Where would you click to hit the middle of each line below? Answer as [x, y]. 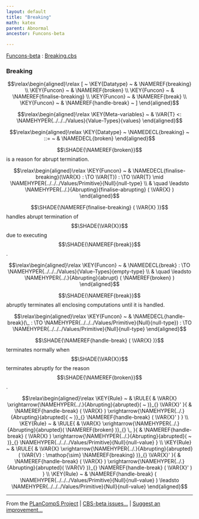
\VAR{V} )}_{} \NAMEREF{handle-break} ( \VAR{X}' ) [129, 468]
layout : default [26, 12]
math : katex [21, 23]
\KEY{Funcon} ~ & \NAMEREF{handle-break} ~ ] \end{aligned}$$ [99, 103]
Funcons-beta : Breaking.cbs [41, 56]
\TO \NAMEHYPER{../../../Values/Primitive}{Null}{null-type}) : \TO [113, 323]
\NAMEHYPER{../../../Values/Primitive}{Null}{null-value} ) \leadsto [99, 480]
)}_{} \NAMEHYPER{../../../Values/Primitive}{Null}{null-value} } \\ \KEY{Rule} [99, 442]
